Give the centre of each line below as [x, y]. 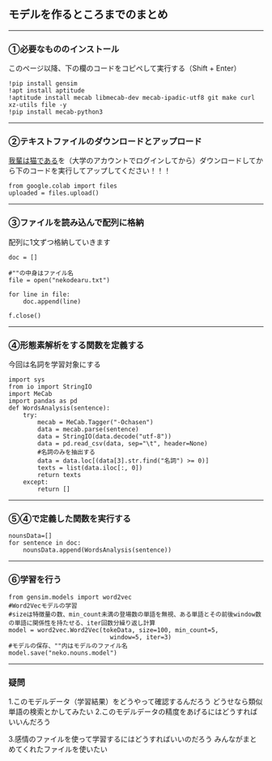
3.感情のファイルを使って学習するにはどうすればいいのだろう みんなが [125, 739]
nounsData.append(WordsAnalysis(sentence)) [98, 550]
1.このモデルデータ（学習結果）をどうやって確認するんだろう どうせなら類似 [136, 701]
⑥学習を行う [35, 580]
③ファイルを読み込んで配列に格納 [76, 223]
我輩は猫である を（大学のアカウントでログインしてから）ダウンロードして [132, 161]
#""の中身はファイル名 [41, 273]
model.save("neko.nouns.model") [63, 653]
